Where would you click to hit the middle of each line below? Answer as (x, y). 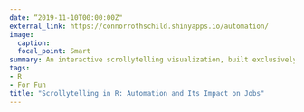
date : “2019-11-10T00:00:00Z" (66, 18)
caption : (34, 43)
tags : (19, 69)
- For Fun (28, 85)
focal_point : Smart (54, 51)
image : (22, 34)
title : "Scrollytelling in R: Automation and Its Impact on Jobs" (137, 93)
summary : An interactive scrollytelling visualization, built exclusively (153, 60)
